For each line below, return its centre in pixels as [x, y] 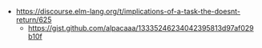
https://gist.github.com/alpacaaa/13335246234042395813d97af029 [141, 28]
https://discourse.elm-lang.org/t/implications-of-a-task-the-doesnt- [128, 11]
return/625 [34, 20]
